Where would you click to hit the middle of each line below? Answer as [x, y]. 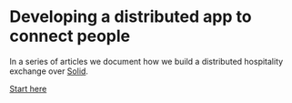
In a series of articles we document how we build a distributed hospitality [146, 61]
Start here [28, 88]
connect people [70, 36]
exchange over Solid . [49, 71]
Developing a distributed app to [131, 17]
